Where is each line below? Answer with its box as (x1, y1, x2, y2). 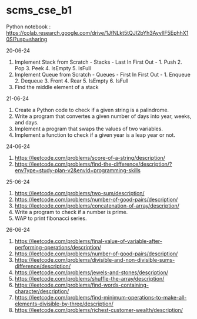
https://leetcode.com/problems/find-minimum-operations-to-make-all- (14, 294, 187, 301)
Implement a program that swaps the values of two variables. (14, 125, 163, 132)
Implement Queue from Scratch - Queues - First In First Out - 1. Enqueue (14, 71, 191, 78)
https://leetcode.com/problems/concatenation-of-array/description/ (14, 202, 179, 209)
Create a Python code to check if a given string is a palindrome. (14, 106, 169, 113)
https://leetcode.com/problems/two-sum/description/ (14, 189, 145, 196)
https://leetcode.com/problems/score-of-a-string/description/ (14, 154, 166, 161)
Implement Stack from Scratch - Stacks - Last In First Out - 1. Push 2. (14, 58, 182, 65)
